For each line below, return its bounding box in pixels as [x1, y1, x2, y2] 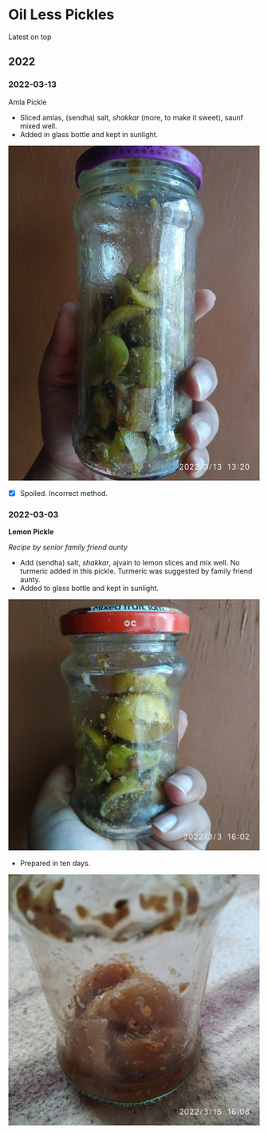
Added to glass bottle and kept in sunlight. [19, 583, 160, 593]
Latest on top [8, 32, 52, 41]
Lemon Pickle [8, 526, 54, 536]
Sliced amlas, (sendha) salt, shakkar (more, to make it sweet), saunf [19, 112, 243, 122]
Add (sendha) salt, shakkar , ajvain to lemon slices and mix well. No [19, 557, 241, 567]
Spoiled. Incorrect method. [19, 488, 108, 498]
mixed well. [19, 121, 57, 131]
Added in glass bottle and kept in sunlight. [19, 129, 159, 139]
